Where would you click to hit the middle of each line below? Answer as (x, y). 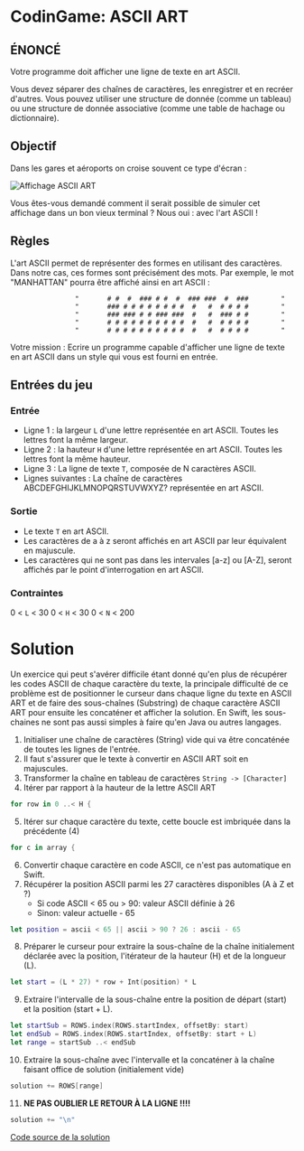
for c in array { (43, 847)
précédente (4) (51, 831)
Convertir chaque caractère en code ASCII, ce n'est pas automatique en (157, 865)
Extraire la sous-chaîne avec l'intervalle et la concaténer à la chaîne (149, 1060)
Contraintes (37, 593)
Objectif (33, 146)
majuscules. (46, 768)
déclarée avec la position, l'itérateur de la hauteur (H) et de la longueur (155, 956)
